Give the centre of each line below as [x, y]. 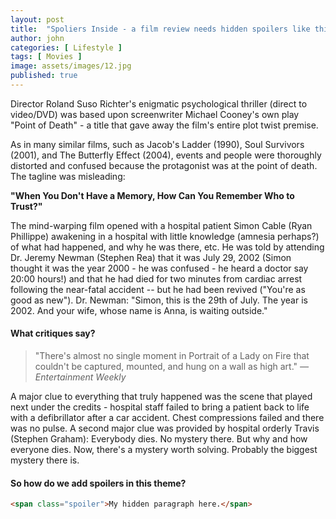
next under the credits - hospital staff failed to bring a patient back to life [160, 407]
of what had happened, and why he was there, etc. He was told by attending [167, 247]
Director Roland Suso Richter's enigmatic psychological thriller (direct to [159, 103]
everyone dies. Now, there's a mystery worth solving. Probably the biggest [164, 450]
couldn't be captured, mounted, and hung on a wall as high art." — [171, 367]
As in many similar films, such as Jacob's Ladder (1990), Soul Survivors [157, 144]
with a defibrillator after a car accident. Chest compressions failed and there [167, 418]
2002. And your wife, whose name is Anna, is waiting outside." [139, 310]
